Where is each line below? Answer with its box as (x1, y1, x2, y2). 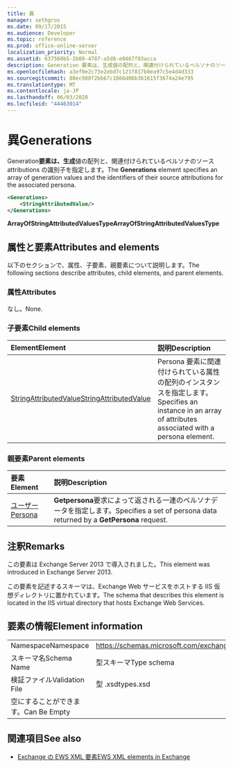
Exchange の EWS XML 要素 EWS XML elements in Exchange (17, 752, 191, 760)
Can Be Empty (24, 707, 71, 717)
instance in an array (157, 405, 222, 415)
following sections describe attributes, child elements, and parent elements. (7, 268, 224, 278)
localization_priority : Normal (7, 49, 98, 56)
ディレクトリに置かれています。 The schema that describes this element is (12, 590, 225, 599)
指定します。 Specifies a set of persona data (74, 506, 217, 515)
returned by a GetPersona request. (53, 515, 169, 524)
